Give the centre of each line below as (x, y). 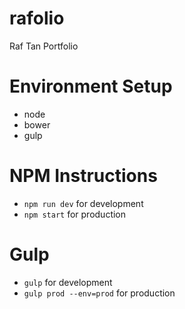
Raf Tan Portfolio (44, 46)
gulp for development (68, 282)
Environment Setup (91, 86)
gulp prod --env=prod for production (99, 293)
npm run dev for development (83, 203)
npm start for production (75, 214)
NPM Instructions (83, 176)
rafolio (37, 18)
